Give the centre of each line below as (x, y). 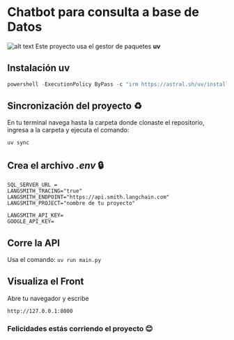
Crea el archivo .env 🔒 (55, 165)
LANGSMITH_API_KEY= (36, 216)
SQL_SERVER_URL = (32, 185)
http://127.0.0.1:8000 (40, 311)
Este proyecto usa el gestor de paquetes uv (98, 46)
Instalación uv (39, 68)
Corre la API (34, 243)
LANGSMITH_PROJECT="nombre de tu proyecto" (71, 203)
